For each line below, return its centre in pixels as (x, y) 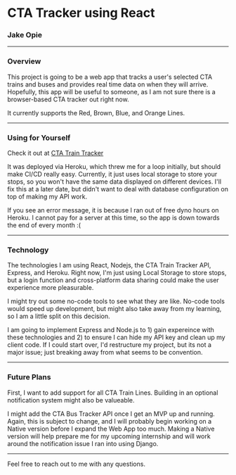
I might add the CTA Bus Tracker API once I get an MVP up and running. (111, 414)
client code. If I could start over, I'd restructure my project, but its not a (110, 345)
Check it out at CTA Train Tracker (55, 153)
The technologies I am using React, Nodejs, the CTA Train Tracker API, (109, 265)
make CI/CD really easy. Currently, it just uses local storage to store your (112, 175)
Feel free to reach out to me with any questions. (77, 464)
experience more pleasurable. (51, 288)
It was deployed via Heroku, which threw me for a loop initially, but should (114, 167)
